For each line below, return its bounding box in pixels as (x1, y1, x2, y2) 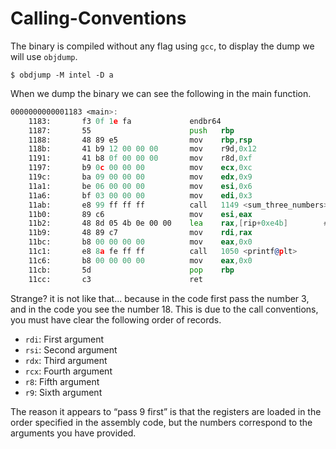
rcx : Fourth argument (24, 365, 113, 377)
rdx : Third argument (24, 354, 108, 366)
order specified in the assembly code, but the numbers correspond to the (10, 416, 313, 428)
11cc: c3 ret (28, 274, 203, 284)
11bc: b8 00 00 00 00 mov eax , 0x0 (28, 237, 253, 247)
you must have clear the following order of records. (10, 313, 222, 326)
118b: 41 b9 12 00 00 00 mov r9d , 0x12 (28, 144, 257, 154)
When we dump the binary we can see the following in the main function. (10, 87, 312, 99)
